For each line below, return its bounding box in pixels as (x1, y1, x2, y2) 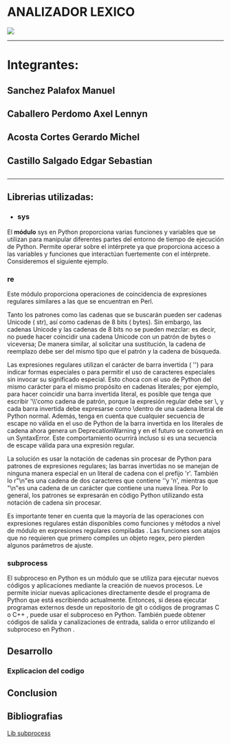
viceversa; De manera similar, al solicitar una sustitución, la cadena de (7, 340, 206, 348)
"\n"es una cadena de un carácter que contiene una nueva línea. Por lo (7, 484, 208, 492)
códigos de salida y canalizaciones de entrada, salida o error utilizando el (7, 618, 215, 626)
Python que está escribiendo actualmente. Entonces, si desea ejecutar (7, 596, 208, 604)
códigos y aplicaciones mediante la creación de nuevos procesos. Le (7, 581, 203, 590)
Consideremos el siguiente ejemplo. (7, 257, 109, 265)
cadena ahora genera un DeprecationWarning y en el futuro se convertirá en (7, 427, 223, 435)
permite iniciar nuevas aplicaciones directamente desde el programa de (7, 589, 210, 597)
